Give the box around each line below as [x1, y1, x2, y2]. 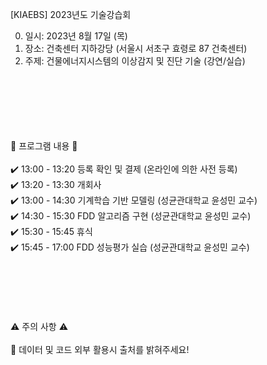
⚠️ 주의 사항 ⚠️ [10, 321, 69, 332]
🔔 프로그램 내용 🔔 [10, 140, 78, 152]
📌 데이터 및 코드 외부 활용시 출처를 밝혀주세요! [10, 344, 190, 355]
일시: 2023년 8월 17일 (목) [24, 30, 128, 42]
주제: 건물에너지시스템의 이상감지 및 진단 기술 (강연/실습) [24, 55, 246, 67]
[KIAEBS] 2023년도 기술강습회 [10, 9, 132, 20]
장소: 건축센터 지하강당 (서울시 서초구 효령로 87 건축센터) [24, 43, 248, 54]
